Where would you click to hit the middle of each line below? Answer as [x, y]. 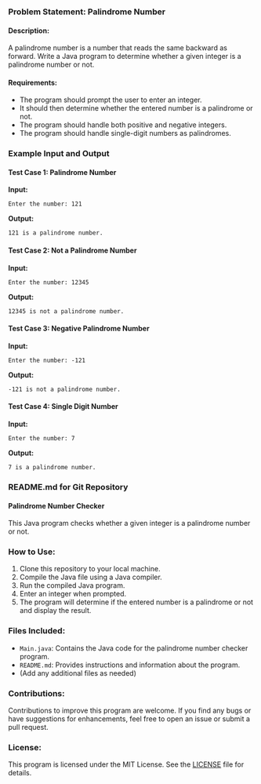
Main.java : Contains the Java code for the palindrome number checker [134, 648]
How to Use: [32, 552]
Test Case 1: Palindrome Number [62, 172]
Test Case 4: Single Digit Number [63, 407]
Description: [29, 31]
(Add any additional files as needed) [78, 673]
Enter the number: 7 [42, 439]
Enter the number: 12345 [49, 282]
